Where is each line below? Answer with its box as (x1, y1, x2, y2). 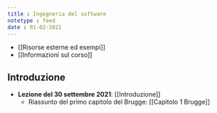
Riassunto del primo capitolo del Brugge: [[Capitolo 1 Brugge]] (28, 97, 211, 107)
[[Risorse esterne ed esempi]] (17, 43, 105, 52)
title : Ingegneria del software (7, 10, 107, 18)
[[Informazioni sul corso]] (17, 50, 92, 59)
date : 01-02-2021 (7, 23, 62, 31)
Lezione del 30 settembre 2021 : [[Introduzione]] (17, 90, 161, 99)
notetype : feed (7, 17, 55, 24)
